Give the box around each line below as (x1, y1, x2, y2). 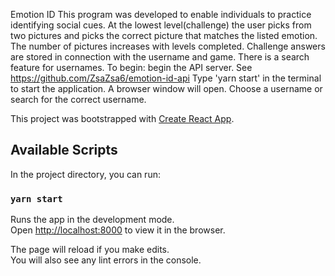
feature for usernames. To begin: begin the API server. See (10, 62, 253, 73)
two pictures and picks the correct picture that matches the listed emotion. (10, 30, 318, 41)
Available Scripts (10, 142, 118, 159)
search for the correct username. (10, 94, 147, 105)
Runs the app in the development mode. (10, 214, 175, 226)
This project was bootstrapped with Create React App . (10, 113, 235, 124)
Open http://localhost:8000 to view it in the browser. (10, 224, 226, 236)
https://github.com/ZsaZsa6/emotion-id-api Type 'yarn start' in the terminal (10, 72, 322, 84)
